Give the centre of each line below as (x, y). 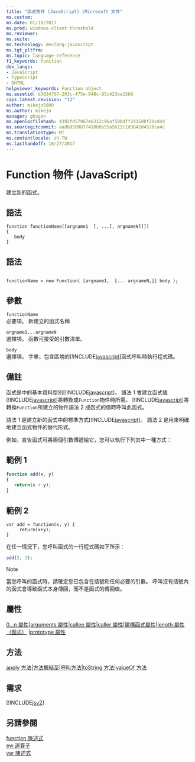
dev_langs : (19, 67)
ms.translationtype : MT (35, 133)
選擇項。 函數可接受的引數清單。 (46, 339)
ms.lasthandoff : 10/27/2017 (41, 143)
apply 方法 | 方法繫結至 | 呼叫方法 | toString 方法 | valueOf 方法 (77, 668)
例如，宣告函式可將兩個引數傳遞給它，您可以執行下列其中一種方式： (89, 440)
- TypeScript (22, 78)
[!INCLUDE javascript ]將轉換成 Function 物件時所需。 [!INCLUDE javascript (94, 399)
